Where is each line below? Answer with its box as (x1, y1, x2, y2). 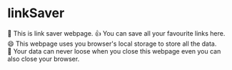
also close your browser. (7, 54, 80, 63)
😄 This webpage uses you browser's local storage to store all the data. (7, 39, 217, 48)
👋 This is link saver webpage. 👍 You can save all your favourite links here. (7, 29, 226, 37)
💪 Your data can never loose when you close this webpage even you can (7, 46, 221, 55)
